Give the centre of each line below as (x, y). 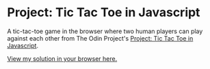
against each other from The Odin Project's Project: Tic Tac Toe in (100, 38)
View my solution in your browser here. (62, 58)
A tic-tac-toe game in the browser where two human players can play (105, 31)
